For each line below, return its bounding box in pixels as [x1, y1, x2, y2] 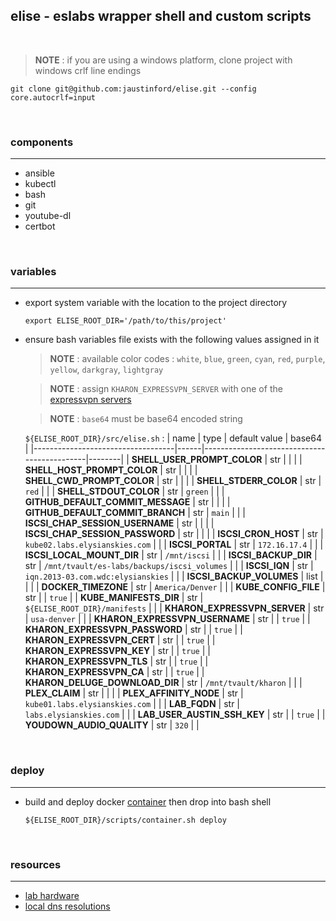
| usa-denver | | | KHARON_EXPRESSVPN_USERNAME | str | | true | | [24, 613, 311, 625]
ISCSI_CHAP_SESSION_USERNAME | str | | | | [24, 517, 215, 529]
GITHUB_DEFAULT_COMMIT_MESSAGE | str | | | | [24, 496, 231, 508]
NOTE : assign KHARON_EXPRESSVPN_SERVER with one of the [49, 383, 283, 395]
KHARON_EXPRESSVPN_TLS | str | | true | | [24, 655, 209, 668]
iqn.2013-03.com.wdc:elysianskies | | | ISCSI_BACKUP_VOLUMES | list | [24, 570, 324, 583]
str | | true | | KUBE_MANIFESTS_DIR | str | [24, 592, 204, 604]
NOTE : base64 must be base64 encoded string [49, 413, 243, 425]
